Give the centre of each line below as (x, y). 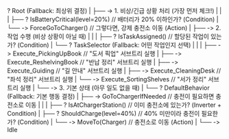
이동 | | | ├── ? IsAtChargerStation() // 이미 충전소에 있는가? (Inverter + (123, 105)
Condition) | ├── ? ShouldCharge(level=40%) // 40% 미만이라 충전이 (104, 113)
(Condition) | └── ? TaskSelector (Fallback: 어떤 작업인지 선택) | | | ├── (117, 45)
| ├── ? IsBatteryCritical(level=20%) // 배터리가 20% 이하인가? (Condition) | (113, 19)
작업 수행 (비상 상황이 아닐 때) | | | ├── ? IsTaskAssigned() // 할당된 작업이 (108, 36)
